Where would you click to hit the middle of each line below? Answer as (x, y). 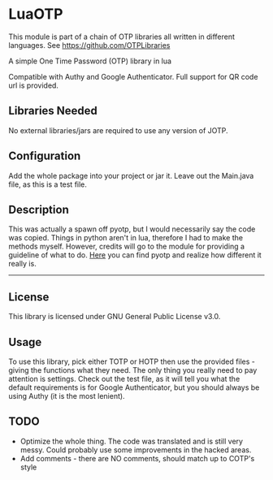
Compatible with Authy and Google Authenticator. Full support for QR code (133, 76)
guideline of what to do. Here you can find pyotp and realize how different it (135, 255)
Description (39, 209)
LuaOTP (36, 14)
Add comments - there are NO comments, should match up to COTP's (137, 458)
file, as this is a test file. (48, 184)
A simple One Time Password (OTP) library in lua (90, 61)
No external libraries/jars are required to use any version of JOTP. (119, 130)
